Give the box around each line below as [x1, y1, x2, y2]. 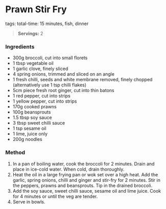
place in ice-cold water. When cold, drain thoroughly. [12, 166, 125, 172]
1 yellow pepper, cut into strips [12, 98, 77, 104]
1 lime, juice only [12, 131, 48, 137]
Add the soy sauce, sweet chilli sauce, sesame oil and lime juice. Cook [12, 188, 161, 194]
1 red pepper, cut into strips [12, 93, 70, 99]
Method [5, 149, 26, 156]
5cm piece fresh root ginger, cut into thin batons [12, 87, 114, 94]
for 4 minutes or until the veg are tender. [12, 193, 98, 199]
